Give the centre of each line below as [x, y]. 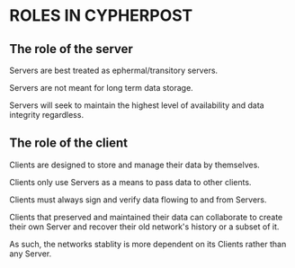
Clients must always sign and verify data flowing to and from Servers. [138, 200]
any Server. [31, 254]
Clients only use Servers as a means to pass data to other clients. [130, 182]
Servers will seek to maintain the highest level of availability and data [137, 105]
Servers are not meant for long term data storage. [101, 88]
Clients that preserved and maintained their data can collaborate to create [146, 217]
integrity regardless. [46, 115]
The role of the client [69, 143]
